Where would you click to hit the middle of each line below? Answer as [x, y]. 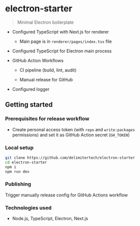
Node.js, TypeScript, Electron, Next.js [50, 219]
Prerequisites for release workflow [47, 119]
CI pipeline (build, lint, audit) [48, 70]
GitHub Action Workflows [38, 60]
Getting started [29, 105]
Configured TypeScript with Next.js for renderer [60, 32]
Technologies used [28, 208]
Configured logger [31, 89]
